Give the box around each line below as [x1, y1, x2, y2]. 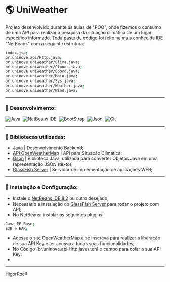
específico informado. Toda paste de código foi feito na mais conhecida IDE [5, 35, 163, 41]
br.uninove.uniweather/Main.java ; [5, 74, 78, 79]
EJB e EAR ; [5, 226, 28, 231]
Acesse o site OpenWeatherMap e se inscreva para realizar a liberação [12, 235, 161, 241]
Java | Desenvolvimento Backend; [12, 145, 84, 151]
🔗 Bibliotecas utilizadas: [5, 134, 66, 141]
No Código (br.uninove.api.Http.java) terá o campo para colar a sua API [12, 246, 161, 252]
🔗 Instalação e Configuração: [5, 184, 78, 191]
